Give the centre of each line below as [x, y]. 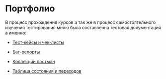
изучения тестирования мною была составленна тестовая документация [83, 27]
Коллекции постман [34, 61]
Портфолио [30, 9]
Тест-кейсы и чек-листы [38, 42]
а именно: [16, 33]
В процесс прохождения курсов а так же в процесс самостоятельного [81, 22]
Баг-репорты [26, 52]
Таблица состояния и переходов [47, 71]
